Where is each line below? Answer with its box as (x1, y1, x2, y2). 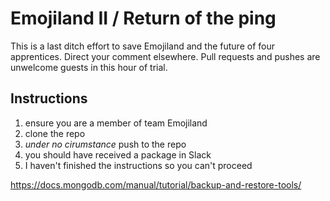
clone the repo (24, 127, 86, 139)
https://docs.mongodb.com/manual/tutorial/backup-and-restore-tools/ (10, 178, 302, 191)
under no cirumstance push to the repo (24, 138, 187, 150)
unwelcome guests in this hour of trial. (10, 61, 168, 73)
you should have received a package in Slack (24, 148, 212, 161)
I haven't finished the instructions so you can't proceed (24, 159, 253, 171)
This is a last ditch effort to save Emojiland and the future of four (10, 40, 275, 52)
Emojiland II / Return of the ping (10, 7, 277, 30)
